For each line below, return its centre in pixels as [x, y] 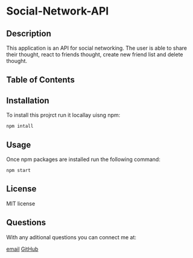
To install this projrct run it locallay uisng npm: [63, 115]
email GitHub [22, 249]
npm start [19, 171]
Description [29, 34]
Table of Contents [41, 80]
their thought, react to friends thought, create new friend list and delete [95, 55]
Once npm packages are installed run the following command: [84, 159]
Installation [28, 100]
